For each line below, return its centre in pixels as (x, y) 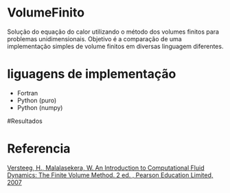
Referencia (39, 149)
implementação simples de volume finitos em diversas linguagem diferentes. (115, 46)
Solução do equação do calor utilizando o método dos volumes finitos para (113, 32)
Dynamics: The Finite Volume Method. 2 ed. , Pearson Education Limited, (110, 175)
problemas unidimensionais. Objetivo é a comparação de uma (94, 38)
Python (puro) (37, 100)
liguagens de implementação (92, 74)
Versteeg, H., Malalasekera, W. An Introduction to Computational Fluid (106, 168)
